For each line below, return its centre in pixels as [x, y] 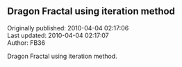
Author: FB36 [26, 42]
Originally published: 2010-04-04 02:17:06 [68, 28]
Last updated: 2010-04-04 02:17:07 [58, 35]
